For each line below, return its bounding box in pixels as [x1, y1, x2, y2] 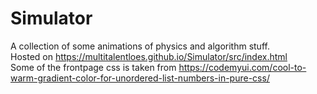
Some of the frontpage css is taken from [10, 61, 177, 73]
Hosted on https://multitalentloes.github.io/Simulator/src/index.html [10, 50, 288, 62]
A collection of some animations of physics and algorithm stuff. [10, 40, 270, 52]
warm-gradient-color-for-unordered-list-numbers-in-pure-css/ [10, 72, 270, 84]
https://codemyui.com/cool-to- [178, 61, 307, 73]
